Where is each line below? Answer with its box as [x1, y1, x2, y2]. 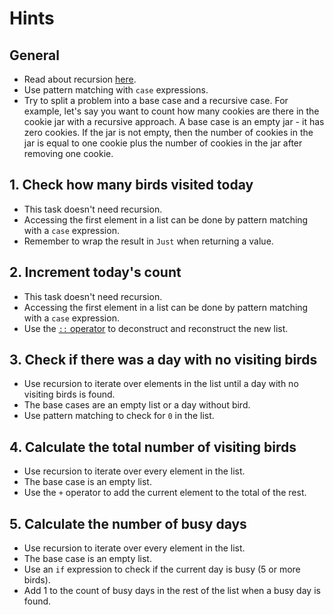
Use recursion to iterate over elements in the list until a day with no [23, 378, 299, 390]
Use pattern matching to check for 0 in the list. [23, 410, 215, 422]
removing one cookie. [23, 148, 114, 159]
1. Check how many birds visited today [9, 177, 254, 194]
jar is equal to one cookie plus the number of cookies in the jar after [23, 137, 303, 149]
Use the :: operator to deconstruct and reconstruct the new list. [23, 322, 289, 334]
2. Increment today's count [9, 264, 182, 281]
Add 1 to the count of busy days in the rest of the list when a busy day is [23, 585, 321, 597]
